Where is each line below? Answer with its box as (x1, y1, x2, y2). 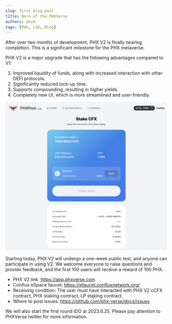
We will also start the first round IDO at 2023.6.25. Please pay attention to (5, 308, 161, 314)
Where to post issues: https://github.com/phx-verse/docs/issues (12, 298, 150, 304)
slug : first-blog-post (5, 8, 54, 13)
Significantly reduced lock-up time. (12, 81, 87, 87)
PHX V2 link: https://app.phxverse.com (12, 276, 95, 282)
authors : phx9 (5, 19, 36, 24)
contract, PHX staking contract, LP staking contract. (12, 293, 123, 299)
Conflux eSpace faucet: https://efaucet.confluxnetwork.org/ (12, 282, 140, 288)
